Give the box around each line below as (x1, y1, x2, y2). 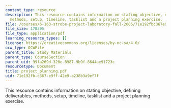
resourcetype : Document (5, 64, 56, 69)
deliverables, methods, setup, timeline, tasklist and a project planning (5, 92, 151, 99)
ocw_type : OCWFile (5, 45, 44, 50)
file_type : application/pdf (5, 31, 65, 36)
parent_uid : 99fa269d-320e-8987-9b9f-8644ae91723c (5, 59, 115, 64)
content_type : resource (5, 7, 56, 13)
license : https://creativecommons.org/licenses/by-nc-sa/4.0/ (5, 41, 140, 46)
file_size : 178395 (5, 26, 44, 31)
